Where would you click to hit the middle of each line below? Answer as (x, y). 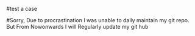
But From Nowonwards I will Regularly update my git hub (77, 27)
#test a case (22, 9)
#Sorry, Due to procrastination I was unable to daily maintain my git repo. (98, 20)
